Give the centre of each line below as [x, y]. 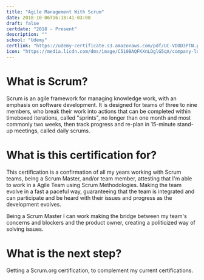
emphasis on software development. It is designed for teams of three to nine [102, 104]
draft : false [23, 23]
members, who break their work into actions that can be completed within [99, 111]
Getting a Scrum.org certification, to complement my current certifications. [100, 270]
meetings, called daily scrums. [52, 131]
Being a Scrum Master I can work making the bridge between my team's [97, 216]
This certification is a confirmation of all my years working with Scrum [94, 172]
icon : [13, 52]
